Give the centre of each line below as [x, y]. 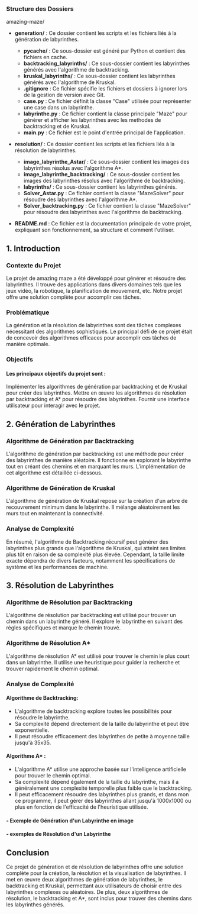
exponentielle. [32, 730]
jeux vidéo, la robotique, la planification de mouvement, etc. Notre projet [94, 290]
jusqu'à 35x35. [33, 742]
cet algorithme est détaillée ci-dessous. [54, 473]
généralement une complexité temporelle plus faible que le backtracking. [103, 788]
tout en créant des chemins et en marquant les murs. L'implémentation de [96, 467]
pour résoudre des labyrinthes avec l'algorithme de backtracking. [103, 212]
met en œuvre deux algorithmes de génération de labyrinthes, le [85, 879]
